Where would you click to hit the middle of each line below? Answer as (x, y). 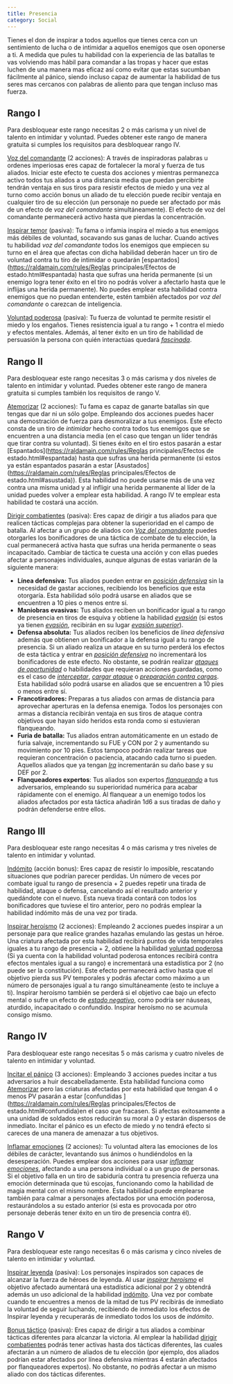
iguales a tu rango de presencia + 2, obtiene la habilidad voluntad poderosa (115, 948)
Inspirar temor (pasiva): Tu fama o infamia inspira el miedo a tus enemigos (113, 230)
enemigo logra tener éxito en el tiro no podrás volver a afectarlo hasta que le (116, 282)
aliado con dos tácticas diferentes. (57, 1374)
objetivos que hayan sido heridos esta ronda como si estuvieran (109, 721)
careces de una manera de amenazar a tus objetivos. (83, 1133)
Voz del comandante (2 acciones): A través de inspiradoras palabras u (107, 158)
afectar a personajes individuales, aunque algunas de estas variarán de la (112, 560)
